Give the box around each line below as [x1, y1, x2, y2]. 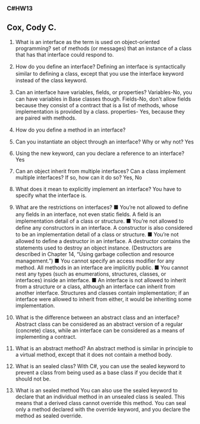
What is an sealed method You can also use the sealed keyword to [15, 386, 178, 394]
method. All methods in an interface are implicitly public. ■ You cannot [15, 264, 189, 271]
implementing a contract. [15, 333, 77, 340]
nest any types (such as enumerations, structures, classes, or [15, 270, 167, 278]
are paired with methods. [15, 114, 77, 121]
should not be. [15, 375, 51, 382]
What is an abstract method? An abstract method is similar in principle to [15, 344, 193, 352]
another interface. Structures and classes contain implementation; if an [15, 289, 189, 296]
